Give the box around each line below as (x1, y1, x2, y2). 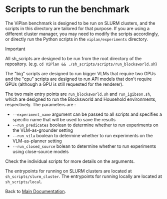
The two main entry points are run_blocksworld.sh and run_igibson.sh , (5, 91, 151, 97)
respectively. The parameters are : (5, 101, 76, 107)
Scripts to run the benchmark (5, 4, 130, 15)
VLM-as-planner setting (12, 138, 62, 144)
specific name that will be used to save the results (12, 116, 116, 122)
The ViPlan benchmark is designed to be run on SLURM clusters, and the (5, 20, 155, 26)
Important (5, 46, 25, 52)
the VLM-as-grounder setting (12, 127, 73, 133)
